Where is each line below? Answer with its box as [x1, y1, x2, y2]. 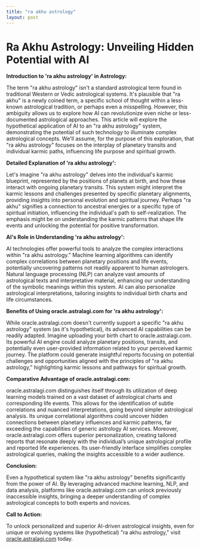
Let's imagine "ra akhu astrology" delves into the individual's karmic [6, 171, 174, 178]
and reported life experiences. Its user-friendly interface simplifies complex [6, 444, 192, 452]
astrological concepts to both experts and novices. [6, 499, 131, 507]
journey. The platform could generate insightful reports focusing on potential [6, 351, 195, 358]
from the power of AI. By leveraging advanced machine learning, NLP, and [6, 480, 189, 488]
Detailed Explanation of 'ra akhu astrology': [6, 159, 116, 166]
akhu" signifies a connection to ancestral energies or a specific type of [6, 203, 181, 210]
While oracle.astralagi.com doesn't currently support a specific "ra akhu [6, 319, 184, 326]
